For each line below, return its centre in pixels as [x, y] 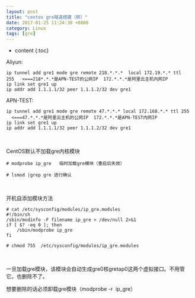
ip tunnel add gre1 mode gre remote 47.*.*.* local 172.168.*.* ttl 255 [98, 111]
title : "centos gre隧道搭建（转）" [47, 17]
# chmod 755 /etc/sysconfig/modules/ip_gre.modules [73, 246]
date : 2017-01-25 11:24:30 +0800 [47, 23]
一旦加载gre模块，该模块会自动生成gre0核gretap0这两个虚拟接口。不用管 [96, 269]
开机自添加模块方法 [30, 198]
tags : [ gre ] [21, 34]
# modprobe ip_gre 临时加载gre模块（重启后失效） [65, 164]
